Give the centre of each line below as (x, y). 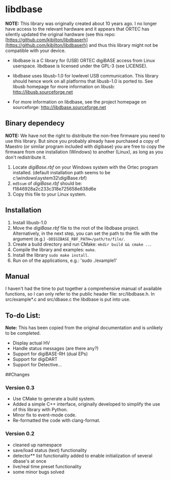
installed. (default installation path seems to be (61, 172)
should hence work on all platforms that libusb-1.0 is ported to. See (83, 81)
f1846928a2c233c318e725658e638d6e (54, 189)
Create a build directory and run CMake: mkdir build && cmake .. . (82, 244)
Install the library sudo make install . (50, 255)
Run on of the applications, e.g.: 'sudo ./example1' (65, 260)
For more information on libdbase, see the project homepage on (79, 102)
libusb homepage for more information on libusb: (64, 86)
